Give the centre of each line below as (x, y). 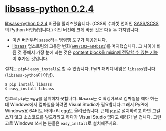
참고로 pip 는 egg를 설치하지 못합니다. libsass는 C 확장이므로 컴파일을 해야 (77, 98)
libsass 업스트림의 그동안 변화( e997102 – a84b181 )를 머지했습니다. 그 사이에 (84, 46)
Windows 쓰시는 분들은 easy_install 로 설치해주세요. (66, 123)
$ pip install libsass (28, 84)
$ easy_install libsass (30, 89)
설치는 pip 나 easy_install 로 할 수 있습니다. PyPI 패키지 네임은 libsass (74, 69)
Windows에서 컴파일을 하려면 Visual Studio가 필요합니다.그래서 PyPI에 (79, 104)
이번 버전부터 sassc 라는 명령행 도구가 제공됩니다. (60, 40)
